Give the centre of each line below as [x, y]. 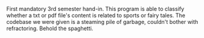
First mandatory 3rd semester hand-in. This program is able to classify [96, 9]
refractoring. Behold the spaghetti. [50, 28]
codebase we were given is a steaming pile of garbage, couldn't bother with [102, 22]
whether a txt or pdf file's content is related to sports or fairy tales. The [96, 15]
